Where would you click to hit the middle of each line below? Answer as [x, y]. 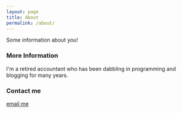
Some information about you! [42, 40]
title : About [23, 17]
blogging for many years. [37, 75]
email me [17, 103]
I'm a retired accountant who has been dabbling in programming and [91, 69]
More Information [32, 56]
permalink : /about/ [31, 23]
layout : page [23, 12]
